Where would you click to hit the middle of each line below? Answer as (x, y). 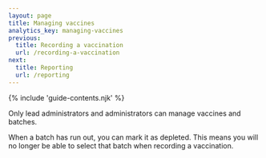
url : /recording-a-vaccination (68, 53)
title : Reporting (44, 68)
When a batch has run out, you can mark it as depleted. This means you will (133, 137)
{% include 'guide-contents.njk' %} (66, 97)
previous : (25, 38)
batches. (23, 121)
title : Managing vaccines (51, 23)
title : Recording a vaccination (70, 45)
